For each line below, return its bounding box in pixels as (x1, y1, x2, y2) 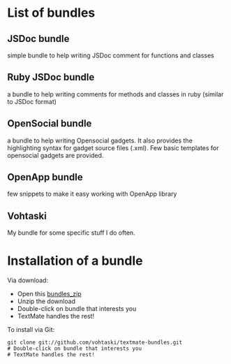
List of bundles (7, 5, 96, 21)
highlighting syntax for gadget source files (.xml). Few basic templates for (7, 143, 219, 152)
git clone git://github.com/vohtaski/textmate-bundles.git (7, 339, 183, 347)
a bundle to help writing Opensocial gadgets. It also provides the (7, 136, 193, 145)
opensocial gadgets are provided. (7, 151, 104, 159)
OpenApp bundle (7, 171, 83, 183)
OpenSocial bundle (7, 117, 92, 130)
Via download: (7, 276, 49, 284)
